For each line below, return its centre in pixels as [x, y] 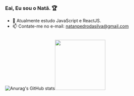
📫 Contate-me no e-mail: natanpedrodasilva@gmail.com [70, 26]
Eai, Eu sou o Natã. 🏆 [31, 8]
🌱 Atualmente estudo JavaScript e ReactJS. [57, 21]
